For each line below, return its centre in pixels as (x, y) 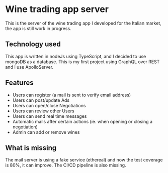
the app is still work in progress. (38, 28)
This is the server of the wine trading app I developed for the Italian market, (83, 23)
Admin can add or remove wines (46, 132)
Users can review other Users (43, 111)
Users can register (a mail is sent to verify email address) (72, 95)
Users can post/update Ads (41, 100)
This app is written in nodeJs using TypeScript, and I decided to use (76, 56)
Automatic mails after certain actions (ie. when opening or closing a (82, 121)
